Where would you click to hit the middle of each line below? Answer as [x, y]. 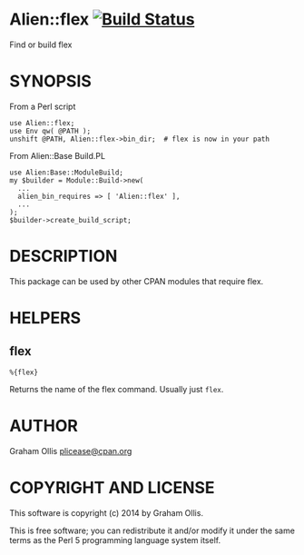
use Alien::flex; [42, 123]
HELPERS [45, 318]
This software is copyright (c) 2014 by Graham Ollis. [107, 512]
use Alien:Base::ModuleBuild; [67, 173]
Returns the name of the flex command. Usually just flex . [117, 389]
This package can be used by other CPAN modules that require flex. [137, 281]
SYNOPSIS [51, 81]
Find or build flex [41, 45]
